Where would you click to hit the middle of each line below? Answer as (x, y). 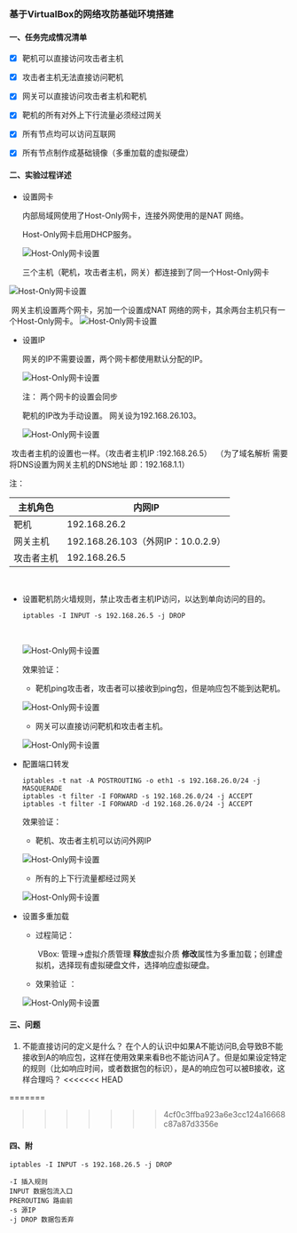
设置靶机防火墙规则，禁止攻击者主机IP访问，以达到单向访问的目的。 (146, 598)
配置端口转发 (45, 764)
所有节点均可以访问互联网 (69, 134)
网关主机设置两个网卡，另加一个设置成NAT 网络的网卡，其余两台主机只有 (144, 309)
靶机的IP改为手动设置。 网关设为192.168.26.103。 (111, 415)
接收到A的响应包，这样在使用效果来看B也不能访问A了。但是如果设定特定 (154, 1057)
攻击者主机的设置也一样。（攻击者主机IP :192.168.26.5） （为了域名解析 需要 (149, 453)
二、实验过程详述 (40, 175)
